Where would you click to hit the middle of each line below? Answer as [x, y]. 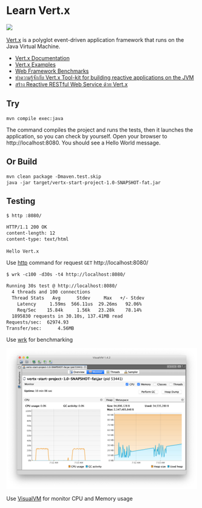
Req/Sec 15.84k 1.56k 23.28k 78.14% [80, 310]
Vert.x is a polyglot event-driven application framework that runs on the [95, 39]
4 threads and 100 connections [51, 292]
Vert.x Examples [35, 64]
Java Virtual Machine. [33, 46]
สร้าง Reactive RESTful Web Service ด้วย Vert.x [71, 84]
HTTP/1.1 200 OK [27, 227]
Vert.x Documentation [42, 58]
